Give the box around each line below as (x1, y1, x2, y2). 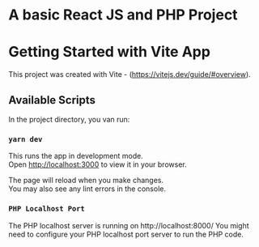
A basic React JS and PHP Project (8, 6, 238, 24)
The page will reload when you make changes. (8, 176, 164, 185)
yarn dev (8, 134, 43, 143)
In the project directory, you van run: (8, 114, 130, 124)
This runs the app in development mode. (8, 151, 143, 161)
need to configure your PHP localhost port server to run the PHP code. (8, 229, 244, 239)
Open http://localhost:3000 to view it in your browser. (8, 160, 188, 169)
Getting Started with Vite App (8, 43, 210, 62)
